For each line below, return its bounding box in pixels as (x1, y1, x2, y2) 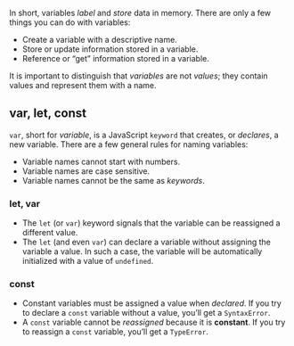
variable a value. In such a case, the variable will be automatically (21, 246, 263, 257)
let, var (9, 197, 40, 210)
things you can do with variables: (9, 17, 131, 28)
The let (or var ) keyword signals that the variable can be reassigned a (21, 218, 281, 228)
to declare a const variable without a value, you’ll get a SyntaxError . (21, 308, 271, 318)
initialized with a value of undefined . (21, 256, 154, 267)
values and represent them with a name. (9, 80, 158, 90)
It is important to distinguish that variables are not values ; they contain (9, 70, 269, 81)
